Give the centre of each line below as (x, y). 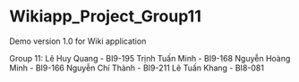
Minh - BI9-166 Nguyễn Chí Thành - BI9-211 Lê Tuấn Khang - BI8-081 (137, 68)
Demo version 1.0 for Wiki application (78, 41)
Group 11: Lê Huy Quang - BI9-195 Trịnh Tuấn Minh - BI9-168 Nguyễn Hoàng (150, 58)
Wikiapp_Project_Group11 (105, 16)
